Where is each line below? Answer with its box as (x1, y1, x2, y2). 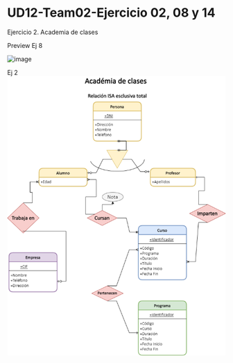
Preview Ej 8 (7, 41, 43, 49)
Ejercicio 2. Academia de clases (7, 28, 98, 36)
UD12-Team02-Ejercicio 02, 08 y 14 (7, 5, 216, 21)
